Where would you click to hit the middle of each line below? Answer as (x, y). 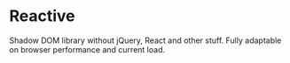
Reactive (42, 16)
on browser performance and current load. (87, 49)
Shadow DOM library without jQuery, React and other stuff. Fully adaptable (145, 40)
